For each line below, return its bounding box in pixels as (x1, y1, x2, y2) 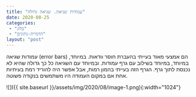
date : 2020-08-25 (6, 14, 50, 20)
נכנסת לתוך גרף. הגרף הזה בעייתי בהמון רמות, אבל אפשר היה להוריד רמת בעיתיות (6, 66, 191, 72)
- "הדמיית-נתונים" (8, 31, 46, 37)
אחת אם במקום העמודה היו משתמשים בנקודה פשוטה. (6, 72, 128, 79)
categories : (6, 20, 36, 26)
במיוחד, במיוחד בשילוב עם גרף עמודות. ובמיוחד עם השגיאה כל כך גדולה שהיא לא (6, 59, 189, 66)
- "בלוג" (8, 25, 27, 32)
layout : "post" (6, 37, 44, 43)
